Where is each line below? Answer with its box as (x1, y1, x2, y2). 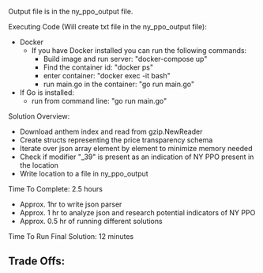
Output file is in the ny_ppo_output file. (8, 7, 133, 16)
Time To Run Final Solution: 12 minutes (8, 232, 134, 241)
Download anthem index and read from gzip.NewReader (19, 127, 203, 136)
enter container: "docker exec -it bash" (43, 71, 171, 80)
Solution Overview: (8, 112, 70, 121)
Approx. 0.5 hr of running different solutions (19, 217, 163, 226)
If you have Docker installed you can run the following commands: (31, 46, 247, 55)
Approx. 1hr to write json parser (19, 199, 122, 209)
